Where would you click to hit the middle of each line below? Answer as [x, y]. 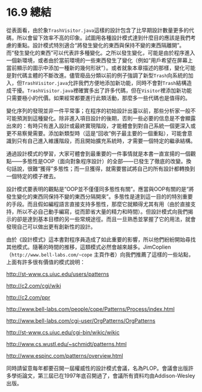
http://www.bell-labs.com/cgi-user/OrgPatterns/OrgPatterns [81, 320]
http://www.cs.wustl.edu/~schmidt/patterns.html [67, 344]
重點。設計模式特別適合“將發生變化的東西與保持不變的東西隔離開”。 [101, 45]
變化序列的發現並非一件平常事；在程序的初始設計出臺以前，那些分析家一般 [98, 110]
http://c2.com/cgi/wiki [34, 285]
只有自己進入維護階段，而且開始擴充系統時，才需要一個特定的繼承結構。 [106, 141]
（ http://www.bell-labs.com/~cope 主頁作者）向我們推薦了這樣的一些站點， [100, 254]
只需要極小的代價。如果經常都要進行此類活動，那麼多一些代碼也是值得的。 [98, 98]
